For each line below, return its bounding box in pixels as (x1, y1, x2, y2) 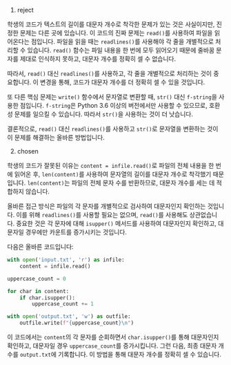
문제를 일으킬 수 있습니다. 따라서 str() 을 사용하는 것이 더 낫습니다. (14, 110, 193, 118)
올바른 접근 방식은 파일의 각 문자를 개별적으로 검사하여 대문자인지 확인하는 (7, 202, 206, 210)
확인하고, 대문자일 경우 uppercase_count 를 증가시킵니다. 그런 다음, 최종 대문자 (7, 341, 217, 350)
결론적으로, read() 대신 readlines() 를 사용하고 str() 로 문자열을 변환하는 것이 (7, 124, 219, 133)
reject (17, 6, 34, 14)
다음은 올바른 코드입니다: (7, 243, 74, 251)
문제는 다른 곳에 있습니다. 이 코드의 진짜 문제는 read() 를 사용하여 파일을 (19, 29, 213, 37)
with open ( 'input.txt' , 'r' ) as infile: (7, 256, 125, 263)
